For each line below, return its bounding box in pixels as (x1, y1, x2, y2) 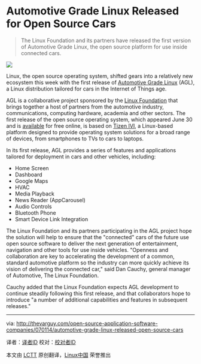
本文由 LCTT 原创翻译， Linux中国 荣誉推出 (6, 351, 111, 358)
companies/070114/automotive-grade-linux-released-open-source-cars (6, 326, 184, 333)
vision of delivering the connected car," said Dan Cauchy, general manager (6, 265, 191, 272)
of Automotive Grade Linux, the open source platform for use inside (20, 43, 187, 50)
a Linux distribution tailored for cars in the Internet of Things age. (6, 85, 167, 92)
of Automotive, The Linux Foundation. (6, 272, 99, 279)
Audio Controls (14, 203, 52, 210)
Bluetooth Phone (14, 209, 56, 216)
